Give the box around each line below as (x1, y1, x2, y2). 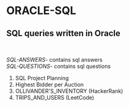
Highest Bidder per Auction (15, 81, 84, 88)
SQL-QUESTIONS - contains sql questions (6, 62, 111, 70)
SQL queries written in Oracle (6, 28, 120, 39)
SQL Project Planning (15, 75, 69, 81)
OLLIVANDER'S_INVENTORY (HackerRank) (15, 87, 123, 95)
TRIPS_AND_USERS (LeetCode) (15, 94, 95, 101)
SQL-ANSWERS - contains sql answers (6, 56, 103, 63)
